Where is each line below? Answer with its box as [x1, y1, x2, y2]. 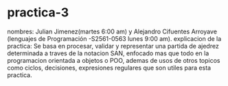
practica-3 [7, 5, 69, 20]
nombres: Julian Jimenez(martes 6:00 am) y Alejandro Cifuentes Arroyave [7, 27, 218, 35]
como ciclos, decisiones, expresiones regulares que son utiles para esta [7, 63, 212, 72]
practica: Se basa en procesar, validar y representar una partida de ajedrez [7, 42, 220, 50]
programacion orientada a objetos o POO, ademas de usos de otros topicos [7, 56, 220, 64]
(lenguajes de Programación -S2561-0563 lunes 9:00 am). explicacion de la [7, 34, 222, 42]
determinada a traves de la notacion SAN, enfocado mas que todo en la [7, 49, 209, 57]
